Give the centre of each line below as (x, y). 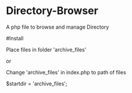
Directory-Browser (52, 11)
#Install (15, 38)
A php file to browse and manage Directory (58, 27)
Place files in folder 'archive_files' (46, 49)
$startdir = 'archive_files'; (37, 84)
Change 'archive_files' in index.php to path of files (66, 72)
